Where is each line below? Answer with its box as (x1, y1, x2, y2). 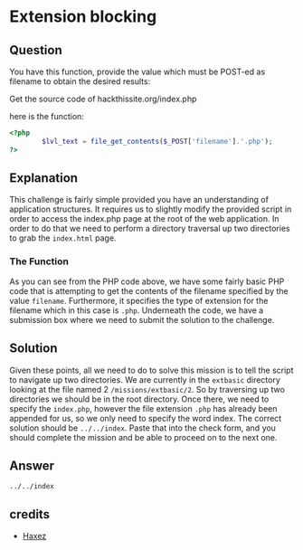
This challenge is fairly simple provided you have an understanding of (9, 194, 270, 205)
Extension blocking (9, 6, 157, 27)
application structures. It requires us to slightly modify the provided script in (9, 204, 292, 214)
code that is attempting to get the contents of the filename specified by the (9, 285, 289, 296)
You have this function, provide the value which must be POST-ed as (9, 66, 266, 77)
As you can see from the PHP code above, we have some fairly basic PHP (9, 276, 285, 287)
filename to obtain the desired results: (9, 76, 151, 87)
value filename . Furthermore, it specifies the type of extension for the (9, 295, 269, 306)
